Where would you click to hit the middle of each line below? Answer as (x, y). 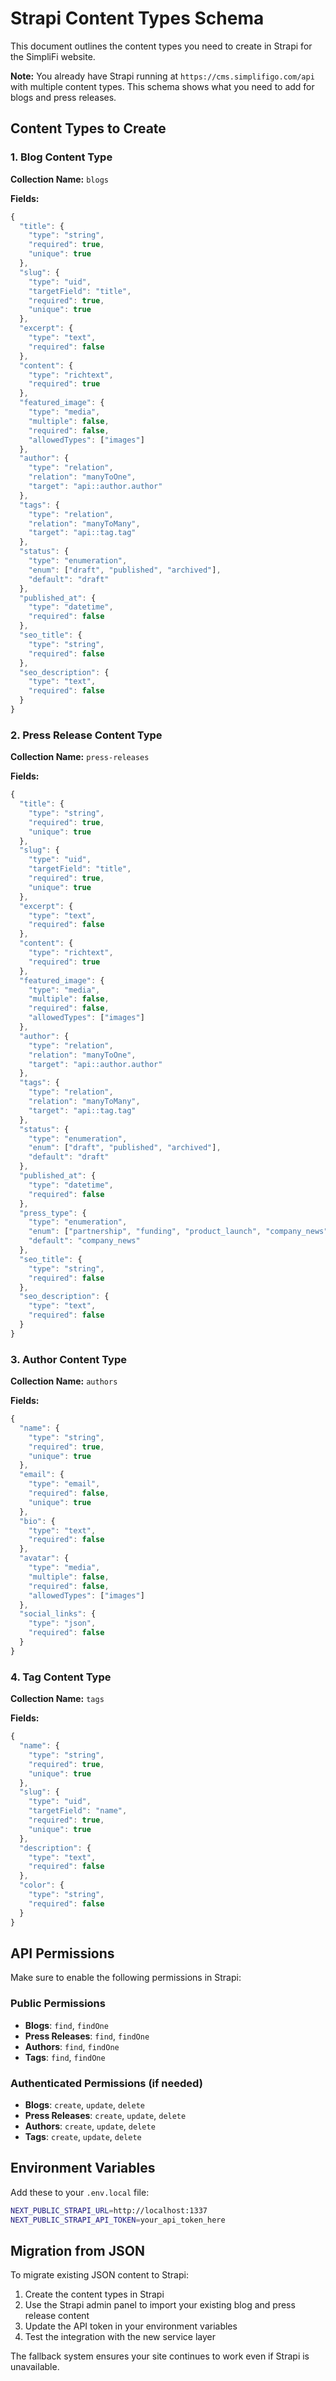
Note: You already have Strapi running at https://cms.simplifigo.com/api (162, 76)
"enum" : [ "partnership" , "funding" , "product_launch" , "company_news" (178, 1232)
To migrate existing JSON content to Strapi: (99, 2275)
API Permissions (62, 1953)
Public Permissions (58, 2004)
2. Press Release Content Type (86, 735)
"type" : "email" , (64, 1484)
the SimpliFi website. (53, 56)
